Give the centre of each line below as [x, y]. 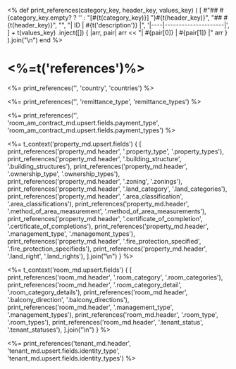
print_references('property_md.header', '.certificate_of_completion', [105, 218]
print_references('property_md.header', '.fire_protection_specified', [104, 241]
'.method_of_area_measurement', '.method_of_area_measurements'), [107, 211]
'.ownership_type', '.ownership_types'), [64, 174]
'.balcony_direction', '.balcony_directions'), [68, 299]
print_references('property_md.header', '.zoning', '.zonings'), [95, 181]
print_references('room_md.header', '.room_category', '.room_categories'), [115, 277]
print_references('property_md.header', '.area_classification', [95, 196]
